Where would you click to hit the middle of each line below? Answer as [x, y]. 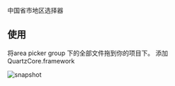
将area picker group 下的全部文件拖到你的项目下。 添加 [88, 53]
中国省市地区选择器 [35, 10]
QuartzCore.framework [41, 61]
